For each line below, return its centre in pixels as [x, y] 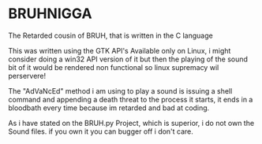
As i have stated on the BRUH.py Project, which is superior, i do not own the [131, 123]
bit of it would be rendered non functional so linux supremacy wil [114, 67]
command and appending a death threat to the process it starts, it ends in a [131, 99]
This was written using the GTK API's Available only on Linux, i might [120, 50]
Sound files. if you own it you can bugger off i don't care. [101, 131]
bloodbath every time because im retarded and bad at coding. [109, 108]
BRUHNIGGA [50, 14]
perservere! [27, 76]
